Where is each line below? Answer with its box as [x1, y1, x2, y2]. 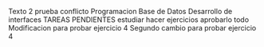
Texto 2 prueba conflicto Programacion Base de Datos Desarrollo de [8, 7, 233, 16]
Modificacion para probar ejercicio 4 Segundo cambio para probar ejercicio [8, 23, 257, 32]
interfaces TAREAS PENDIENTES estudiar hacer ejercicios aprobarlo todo [8, 15, 250, 24]
